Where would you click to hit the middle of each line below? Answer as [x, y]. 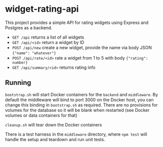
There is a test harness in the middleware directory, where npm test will [76, 134]
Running [18, 83]
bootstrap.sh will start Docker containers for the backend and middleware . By [81, 94]
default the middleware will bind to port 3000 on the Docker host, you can [79, 100]
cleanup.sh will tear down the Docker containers [54, 125]
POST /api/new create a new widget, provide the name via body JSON [82, 47]
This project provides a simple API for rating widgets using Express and [77, 22]
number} [20, 63]
